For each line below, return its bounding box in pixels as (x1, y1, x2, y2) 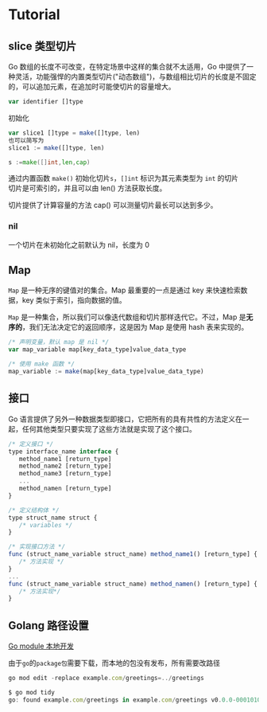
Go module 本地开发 (8, 641, 74, 651)
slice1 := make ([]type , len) (8, 143, 105, 152)
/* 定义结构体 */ (8, 506, 60, 514)
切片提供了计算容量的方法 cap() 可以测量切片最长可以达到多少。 (8, 201, 218, 210)
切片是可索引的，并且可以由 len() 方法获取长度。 (8, 183, 167, 193)
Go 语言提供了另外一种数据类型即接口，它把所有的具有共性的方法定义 (8, 414, 236, 424)
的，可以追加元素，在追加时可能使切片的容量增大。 (8, 82, 176, 91)
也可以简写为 (8, 136, 44, 144)
